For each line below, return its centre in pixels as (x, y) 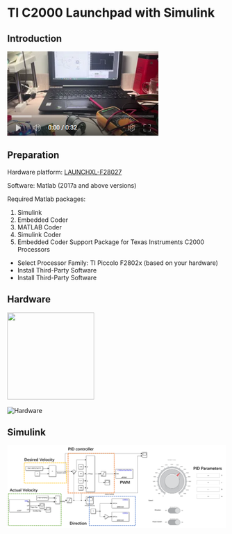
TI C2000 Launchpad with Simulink (111, 13)
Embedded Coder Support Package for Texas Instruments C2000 (111, 242)
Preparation (33, 155)
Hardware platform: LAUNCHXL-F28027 (65, 172)
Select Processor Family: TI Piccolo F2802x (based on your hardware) (118, 263)
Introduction (35, 39)
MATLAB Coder (40, 227)
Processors (34, 249)
